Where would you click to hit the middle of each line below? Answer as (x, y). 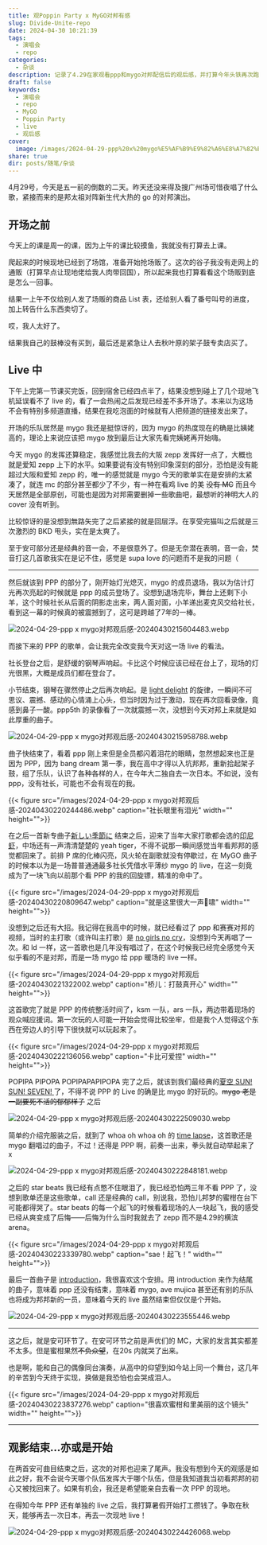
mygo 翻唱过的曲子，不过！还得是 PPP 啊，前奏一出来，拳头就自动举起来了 (132, 1145)
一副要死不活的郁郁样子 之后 (54, 1101)
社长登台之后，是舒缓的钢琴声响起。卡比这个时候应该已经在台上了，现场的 (130, 663)
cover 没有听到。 (36, 504)
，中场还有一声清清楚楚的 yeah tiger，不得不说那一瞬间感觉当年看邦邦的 (133, 845)
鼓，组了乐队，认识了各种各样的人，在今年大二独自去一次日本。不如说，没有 (133, 773)
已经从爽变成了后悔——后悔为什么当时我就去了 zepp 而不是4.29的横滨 (123, 1217)
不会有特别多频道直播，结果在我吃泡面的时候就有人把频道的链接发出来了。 (130, 411)
